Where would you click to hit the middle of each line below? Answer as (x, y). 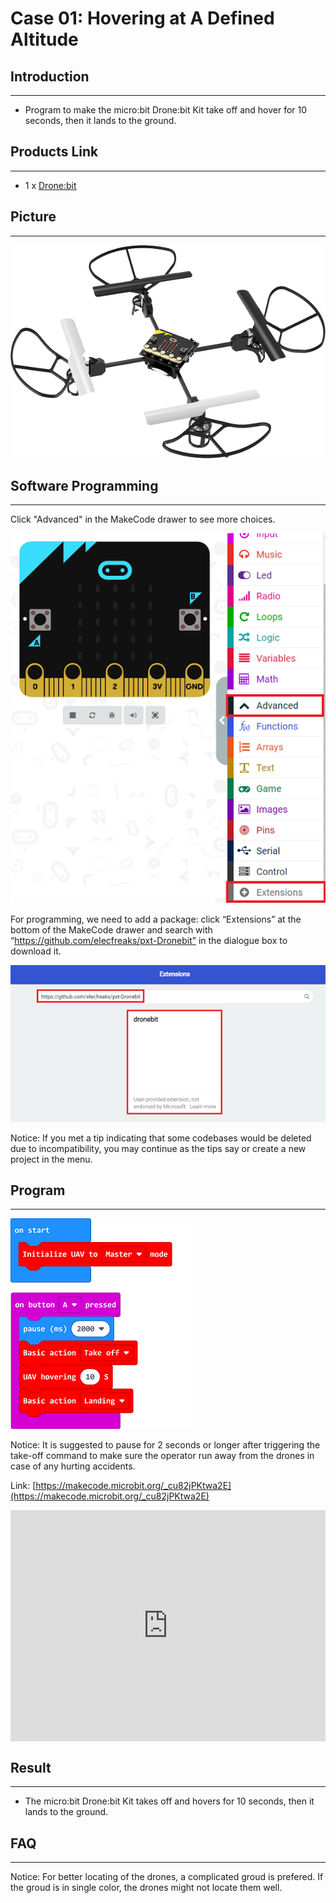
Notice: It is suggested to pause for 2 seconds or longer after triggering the (165, 1445)
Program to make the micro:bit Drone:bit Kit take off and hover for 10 (166, 110)
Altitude (44, 39)
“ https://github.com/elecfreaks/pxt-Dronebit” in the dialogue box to (149, 941)
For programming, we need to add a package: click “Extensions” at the (156, 919)
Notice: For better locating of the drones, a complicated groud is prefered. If (167, 1876)
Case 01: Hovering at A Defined (142, 18)
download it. (36, 951)
